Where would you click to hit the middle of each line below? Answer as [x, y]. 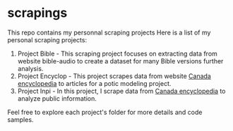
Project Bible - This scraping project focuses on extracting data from [117, 54]
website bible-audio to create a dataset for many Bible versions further [120, 61]
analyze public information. [57, 98]
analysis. [30, 68]
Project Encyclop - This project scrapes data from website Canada [114, 76]
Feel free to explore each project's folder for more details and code [105, 112]
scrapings [37, 13]
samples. [20, 119]
